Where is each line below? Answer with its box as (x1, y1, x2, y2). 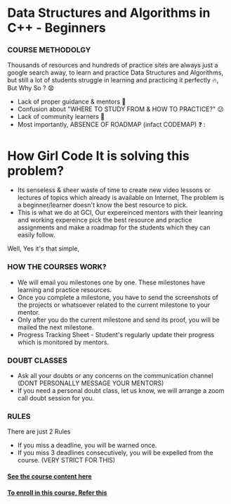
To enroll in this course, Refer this (7, 488, 107, 497)
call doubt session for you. (17, 394, 95, 403)
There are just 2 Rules (7, 427, 71, 436)
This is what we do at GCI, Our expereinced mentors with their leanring (17, 208, 223, 217)
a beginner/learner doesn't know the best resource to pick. (17, 201, 188, 209)
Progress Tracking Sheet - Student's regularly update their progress (17, 330, 215, 339)
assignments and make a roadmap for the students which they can (17, 223, 211, 232)
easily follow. (17, 231, 55, 239)
